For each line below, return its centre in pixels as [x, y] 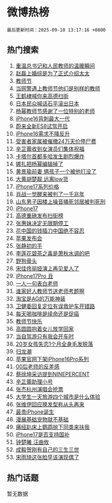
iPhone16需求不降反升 [43, 133]
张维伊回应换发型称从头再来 [50, 404]
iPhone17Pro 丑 [34, 276]
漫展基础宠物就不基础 [42, 419]
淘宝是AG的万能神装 [40, 298]
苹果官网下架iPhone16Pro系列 [52, 359]
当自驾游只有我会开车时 [45, 336]
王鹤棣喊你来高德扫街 [42, 96]
